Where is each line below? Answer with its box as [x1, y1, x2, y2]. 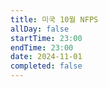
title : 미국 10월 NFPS [10, 14, 99, 25]
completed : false [10, 61, 83, 71]
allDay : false [10, 24, 70, 34]
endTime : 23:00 [10, 42, 74, 53]
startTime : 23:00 [10, 33, 83, 43]
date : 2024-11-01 [10, 52, 83, 62]
